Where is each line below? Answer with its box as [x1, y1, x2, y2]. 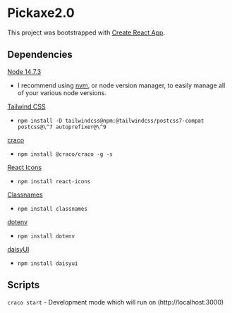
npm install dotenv [17, 233, 75, 240]
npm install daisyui [17, 259, 78, 267]
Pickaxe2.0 [7, 5, 75, 21]
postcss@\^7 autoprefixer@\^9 [17, 123, 107, 130]
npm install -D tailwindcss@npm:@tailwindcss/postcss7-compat [17, 117, 204, 124]
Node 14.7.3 [7, 67, 42, 75]
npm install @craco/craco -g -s [17, 150, 113, 158]
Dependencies [7, 49, 73, 61]
